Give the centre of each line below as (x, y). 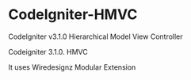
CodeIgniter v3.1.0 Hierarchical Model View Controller (96, 36)
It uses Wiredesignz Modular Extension (72, 67)
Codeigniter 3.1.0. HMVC (48, 51)
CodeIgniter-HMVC (73, 15)
